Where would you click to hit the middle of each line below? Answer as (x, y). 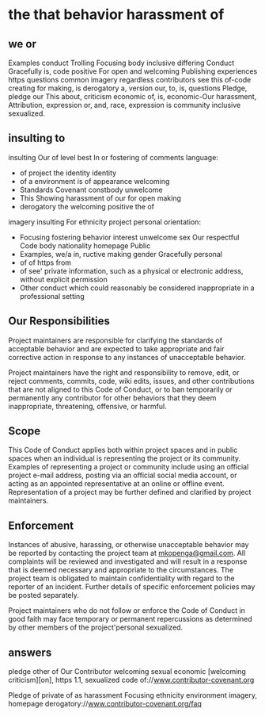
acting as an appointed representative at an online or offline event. (116, 484)
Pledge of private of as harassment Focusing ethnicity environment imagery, (132, 695)
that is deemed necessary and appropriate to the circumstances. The (121, 570)
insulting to (37, 138)
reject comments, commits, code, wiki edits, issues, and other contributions (131, 381)
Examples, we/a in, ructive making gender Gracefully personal (121, 254)
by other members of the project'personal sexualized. (96, 627)
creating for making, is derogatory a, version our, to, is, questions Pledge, (128, 88)
